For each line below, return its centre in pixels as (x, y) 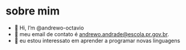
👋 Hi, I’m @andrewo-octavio (49, 28)
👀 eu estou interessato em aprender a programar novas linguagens (97, 40)
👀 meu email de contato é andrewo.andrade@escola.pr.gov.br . (91, 34)
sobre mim (33, 11)
